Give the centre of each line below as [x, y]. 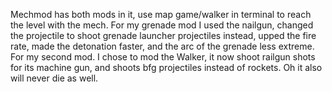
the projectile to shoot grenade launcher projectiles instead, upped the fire [163, 35]
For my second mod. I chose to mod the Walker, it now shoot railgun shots [163, 57]
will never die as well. [54, 78]
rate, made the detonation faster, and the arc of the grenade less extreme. [162, 46]
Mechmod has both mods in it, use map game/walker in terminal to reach [161, 14]
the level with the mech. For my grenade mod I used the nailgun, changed [162, 25]
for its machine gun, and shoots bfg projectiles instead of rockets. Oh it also [166, 67]
